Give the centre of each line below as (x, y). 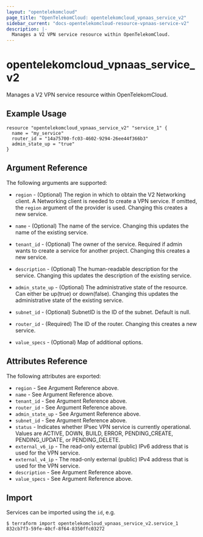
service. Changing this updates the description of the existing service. (103, 275)
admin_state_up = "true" (43, 144)
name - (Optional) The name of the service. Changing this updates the (102, 226)
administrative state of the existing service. (69, 300)
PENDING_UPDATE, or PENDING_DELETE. (68, 439)
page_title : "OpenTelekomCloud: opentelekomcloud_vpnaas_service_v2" (97, 18)
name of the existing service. (52, 232)
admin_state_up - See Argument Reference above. (78, 414)
